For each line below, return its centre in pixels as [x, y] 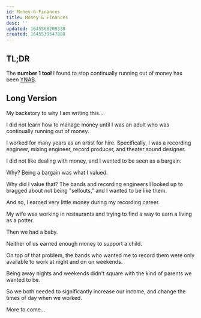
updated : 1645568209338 [36, 29]
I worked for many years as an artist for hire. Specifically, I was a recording [99, 143]
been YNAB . [22, 79]
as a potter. [20, 220]
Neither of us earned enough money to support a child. [74, 243]
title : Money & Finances [37, 17]
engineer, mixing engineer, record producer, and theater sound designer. [96, 149]
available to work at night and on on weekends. [64, 261]
